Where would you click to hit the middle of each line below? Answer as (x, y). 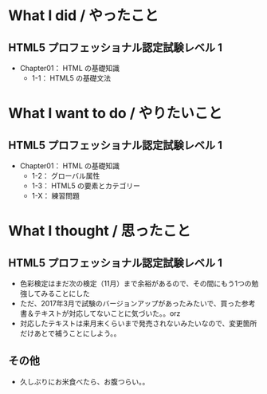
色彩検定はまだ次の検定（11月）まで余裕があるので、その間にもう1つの (135, 284)
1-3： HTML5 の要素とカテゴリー (86, 186)
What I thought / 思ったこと (100, 231)
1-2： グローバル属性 (66, 176)
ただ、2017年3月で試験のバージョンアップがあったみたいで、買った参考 (137, 303)
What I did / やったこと (84, 16)
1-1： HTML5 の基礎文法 (71, 78)
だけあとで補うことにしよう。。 (70, 333)
